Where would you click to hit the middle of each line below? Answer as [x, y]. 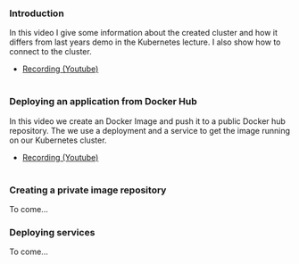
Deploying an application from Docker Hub [104, 102]
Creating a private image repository [88, 190]
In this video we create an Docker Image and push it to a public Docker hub [147, 121]
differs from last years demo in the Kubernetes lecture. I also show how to [145, 42]
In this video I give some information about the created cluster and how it [144, 33]
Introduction [37, 13]
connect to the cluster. [50, 52]
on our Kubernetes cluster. [58, 140]
